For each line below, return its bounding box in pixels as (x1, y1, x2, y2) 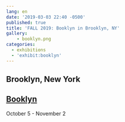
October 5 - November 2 (6, 110, 66, 117)
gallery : (6, 31, 28, 37)
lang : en (6, 8, 28, 15)
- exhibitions (11, 47, 46, 53)
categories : (6, 42, 35, 48)
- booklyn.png (17, 36, 51, 42)
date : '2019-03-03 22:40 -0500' (6, 14, 85, 20)
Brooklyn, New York (6, 74, 81, 84)
